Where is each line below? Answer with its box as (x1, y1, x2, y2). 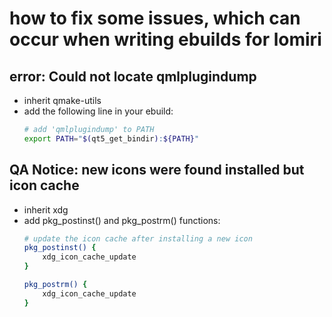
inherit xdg (23, 203, 69, 216)
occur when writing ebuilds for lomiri (9, 28, 322, 51)
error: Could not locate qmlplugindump (9, 68, 257, 85)
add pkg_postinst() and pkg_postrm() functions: (23, 214, 221, 226)
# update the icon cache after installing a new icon (23, 233, 253, 244)
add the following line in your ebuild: (23, 105, 174, 117)
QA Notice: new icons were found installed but (9, 162, 305, 179)
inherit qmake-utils (23, 95, 102, 106)
